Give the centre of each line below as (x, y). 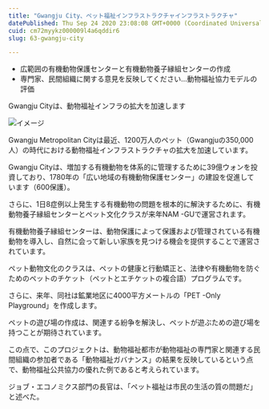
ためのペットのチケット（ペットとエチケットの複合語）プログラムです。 (127, 278)
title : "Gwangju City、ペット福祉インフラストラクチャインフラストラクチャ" (123, 16)
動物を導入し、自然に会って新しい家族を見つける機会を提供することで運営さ (134, 241)
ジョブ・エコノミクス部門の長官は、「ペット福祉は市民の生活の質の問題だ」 (133, 387)
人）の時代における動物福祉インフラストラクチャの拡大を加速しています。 (130, 150)
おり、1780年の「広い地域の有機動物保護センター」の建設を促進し (139, 177)
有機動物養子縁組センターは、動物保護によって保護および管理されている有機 (134, 231)
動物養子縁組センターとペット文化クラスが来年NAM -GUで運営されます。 (129, 214)
